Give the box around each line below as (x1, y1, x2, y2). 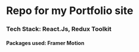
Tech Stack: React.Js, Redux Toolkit (6, 25, 112, 33)
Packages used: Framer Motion (6, 39, 85, 46)
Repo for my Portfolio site (6, 4, 134, 18)
